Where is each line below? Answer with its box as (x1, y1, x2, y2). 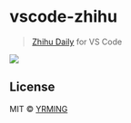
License (9, 80, 55, 95)
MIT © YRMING (9, 103, 68, 114)
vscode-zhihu (9, 6, 118, 27)
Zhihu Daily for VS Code (31, 36, 123, 47)
